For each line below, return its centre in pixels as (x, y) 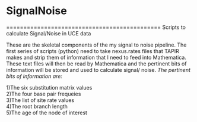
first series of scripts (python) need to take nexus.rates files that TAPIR (93, 51)
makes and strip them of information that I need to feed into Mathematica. (96, 57)
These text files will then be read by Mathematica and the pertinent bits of (96, 64)
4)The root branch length (37, 106)
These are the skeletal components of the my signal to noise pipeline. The (96, 45)
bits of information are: (34, 76)
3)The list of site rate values (40, 100)
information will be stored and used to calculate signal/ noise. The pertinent (99, 70)
